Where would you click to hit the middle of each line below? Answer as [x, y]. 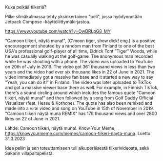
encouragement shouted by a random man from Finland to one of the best [80, 46]
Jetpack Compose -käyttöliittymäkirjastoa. [48, 22]
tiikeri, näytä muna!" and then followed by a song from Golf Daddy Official [79, 98]
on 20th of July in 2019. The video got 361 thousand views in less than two [80, 67]
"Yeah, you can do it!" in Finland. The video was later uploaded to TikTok [78, 82]
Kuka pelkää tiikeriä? [26, 7]
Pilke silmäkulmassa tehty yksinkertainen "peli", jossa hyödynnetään [74, 16]
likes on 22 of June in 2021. [33, 119]
